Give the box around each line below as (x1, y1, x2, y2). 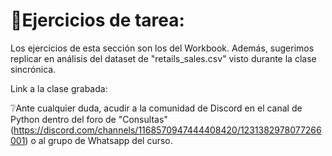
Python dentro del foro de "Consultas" (10, 113, 168, 125)
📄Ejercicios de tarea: (10, 9, 185, 32)
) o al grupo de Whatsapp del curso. (24, 134, 173, 146)
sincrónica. (10, 63, 57, 75)
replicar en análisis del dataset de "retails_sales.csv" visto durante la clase (10, 52, 317, 64)
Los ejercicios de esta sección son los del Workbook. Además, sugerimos (10, 42, 315, 54)
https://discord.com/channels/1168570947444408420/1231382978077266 (13, 124, 322, 136)
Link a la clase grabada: (10, 82, 108, 94)
